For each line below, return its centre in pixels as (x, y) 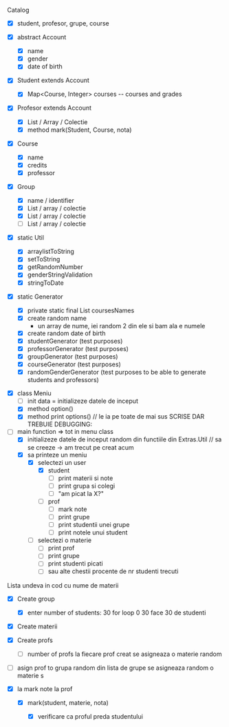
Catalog (18, 10)
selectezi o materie (64, 540)
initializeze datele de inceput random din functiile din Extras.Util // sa (124, 439)
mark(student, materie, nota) (68, 702)
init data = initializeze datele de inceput (83, 401)
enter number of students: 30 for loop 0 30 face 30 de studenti (117, 613)
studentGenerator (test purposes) (75, 341)
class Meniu (34, 393)
